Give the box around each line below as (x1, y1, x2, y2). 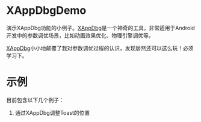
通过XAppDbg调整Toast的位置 (14, 109, 90, 116)
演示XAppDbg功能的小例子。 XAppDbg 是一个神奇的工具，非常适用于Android (6, 24, 196, 31)
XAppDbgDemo (6, 4, 87, 17)
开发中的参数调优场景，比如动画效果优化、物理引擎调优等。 (6, 31, 154, 39)
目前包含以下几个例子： (6, 96, 64, 103)
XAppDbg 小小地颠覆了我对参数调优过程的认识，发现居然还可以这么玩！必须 (6, 44, 194, 52)
